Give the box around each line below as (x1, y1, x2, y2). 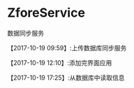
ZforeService (7, 5, 86, 21)
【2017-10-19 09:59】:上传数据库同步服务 (7, 43, 127, 52)
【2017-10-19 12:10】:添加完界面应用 (7, 58, 112, 67)
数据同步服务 (7, 29, 44, 37)
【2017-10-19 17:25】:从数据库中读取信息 (7, 73, 125, 82)
